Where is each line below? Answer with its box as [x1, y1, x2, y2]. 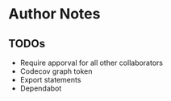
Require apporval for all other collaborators [19, 58, 164, 67]
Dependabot [19, 83, 62, 93]
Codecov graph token [19, 67, 93, 76]
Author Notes [8, 5, 101, 23]
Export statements [19, 75, 81, 84]
